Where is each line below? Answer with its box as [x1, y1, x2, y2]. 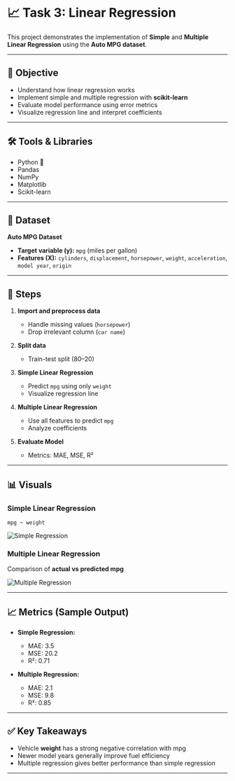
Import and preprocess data [17, 307, 101, 315]
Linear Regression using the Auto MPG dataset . [7, 40, 148, 48]
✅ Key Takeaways [7, 725, 87, 738]
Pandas [17, 165, 40, 174]
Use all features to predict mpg [27, 416, 114, 425]
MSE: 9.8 [27, 691, 55, 699]
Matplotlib [17, 180, 47, 188]
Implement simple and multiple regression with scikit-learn [17, 93, 188, 101]
